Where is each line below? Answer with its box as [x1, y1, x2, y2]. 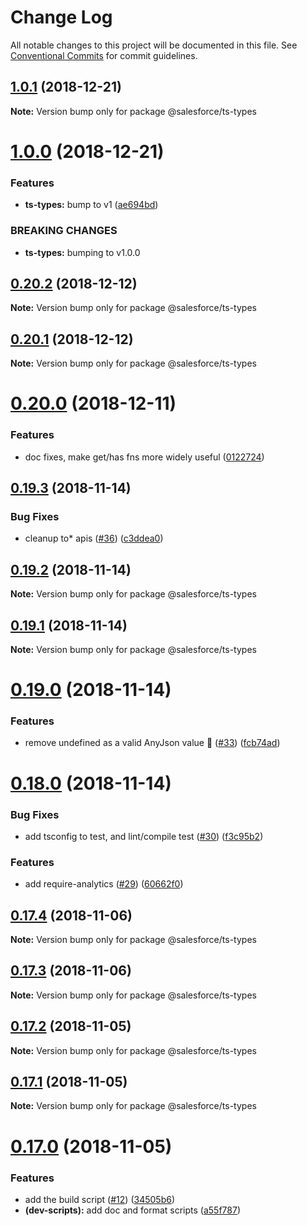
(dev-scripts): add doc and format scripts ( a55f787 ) [24, 1204, 242, 1216]
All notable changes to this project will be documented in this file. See [10, 39, 298, 51]
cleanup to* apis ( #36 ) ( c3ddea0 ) [24, 532, 164, 545]
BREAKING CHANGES [10, 224, 118, 238]
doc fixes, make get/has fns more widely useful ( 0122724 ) [24, 451, 265, 463]
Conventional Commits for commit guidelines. [10, 49, 198, 61]
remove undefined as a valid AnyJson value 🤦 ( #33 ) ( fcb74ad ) [24, 737, 281, 749]
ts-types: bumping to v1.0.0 [24, 246, 141, 258]
